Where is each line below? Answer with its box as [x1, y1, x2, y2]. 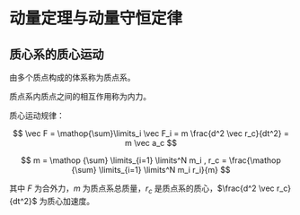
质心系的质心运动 [9, 47, 104, 62]
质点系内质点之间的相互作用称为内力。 [9, 91, 151, 101]
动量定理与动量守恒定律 [9, 8, 183, 29]
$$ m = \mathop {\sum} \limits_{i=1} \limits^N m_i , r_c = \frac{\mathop [21, 155, 281, 166]
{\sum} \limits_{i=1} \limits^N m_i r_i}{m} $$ [71, 165, 231, 175]
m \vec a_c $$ [124, 138, 178, 148]
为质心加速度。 [39, 195, 95, 206]
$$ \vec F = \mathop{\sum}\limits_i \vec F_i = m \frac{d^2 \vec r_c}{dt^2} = [13, 128, 289, 139]
